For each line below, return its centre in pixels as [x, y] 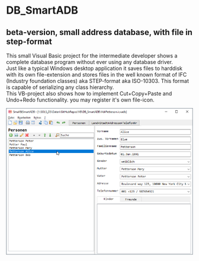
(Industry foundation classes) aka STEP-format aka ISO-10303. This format [98, 81]
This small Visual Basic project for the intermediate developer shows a [92, 56]
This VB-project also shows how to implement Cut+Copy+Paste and [89, 93]
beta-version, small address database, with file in [99, 32]
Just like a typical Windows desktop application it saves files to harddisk [94, 68]
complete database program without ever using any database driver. [90, 62]
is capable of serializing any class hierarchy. [60, 87]
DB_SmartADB [42, 10]
